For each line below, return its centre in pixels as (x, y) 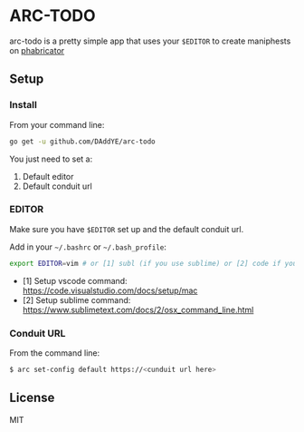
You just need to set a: (51, 159)
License (32, 398)
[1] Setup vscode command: (75, 280)
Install (24, 105)
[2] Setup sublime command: (76, 299)
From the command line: (55, 353)
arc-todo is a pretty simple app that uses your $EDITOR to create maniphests (150, 41)
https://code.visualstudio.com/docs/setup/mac (110, 290)
